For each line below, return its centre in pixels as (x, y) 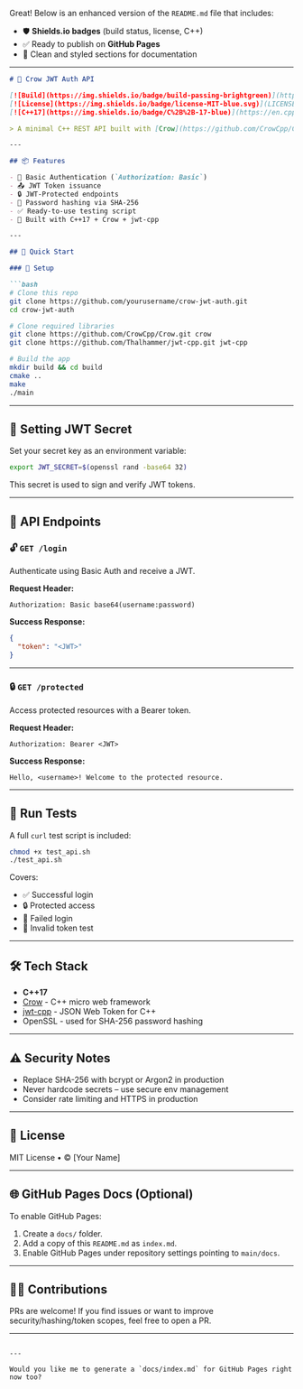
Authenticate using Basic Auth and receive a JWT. (102, 570)
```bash (24, 284)
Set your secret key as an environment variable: (98, 451)
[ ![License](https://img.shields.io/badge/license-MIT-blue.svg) (134, 104)
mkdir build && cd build (56, 367)
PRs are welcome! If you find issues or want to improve (111, 1311)
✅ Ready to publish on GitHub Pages (91, 44)
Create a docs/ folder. (63, 1233)
